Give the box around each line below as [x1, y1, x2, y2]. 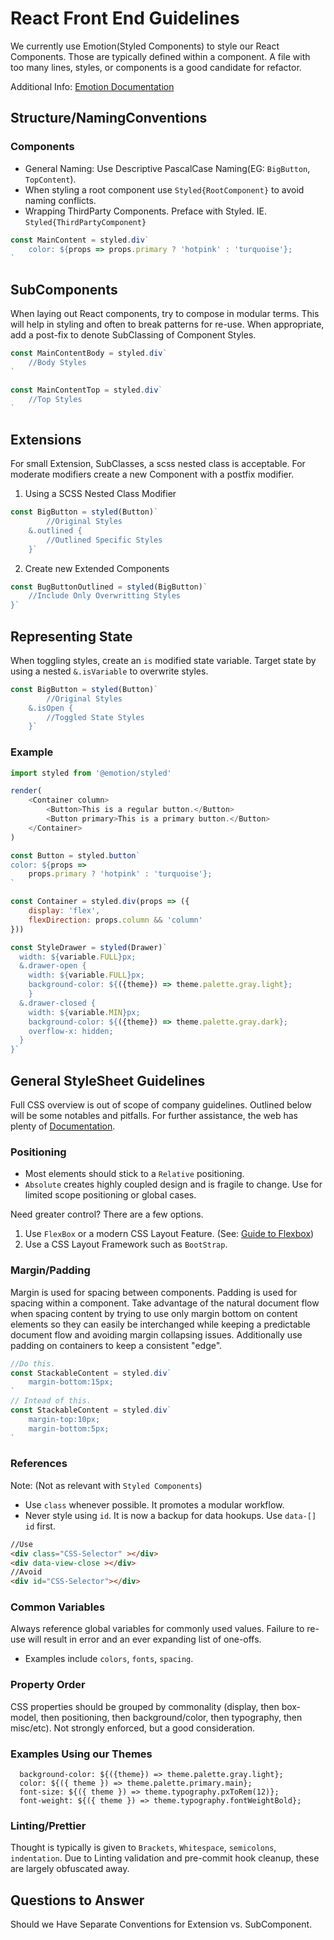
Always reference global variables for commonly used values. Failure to [10, 1623, 305, 1635]
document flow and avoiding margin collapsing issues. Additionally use [10, 1328, 303, 1341]
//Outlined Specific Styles [46, 535, 163, 545]
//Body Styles [28, 357, 87, 367]
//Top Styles [28, 394, 83, 404]
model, [10, 1711, 39, 1723]
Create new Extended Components [24, 562, 170, 574]
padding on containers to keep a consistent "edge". [10, 1339, 223, 1351]
